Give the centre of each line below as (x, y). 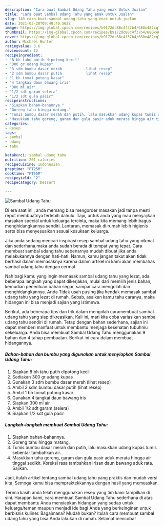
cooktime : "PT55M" (24, 174)
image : (12, 28)
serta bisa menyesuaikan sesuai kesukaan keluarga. (57, 231)
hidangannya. (19, 343)
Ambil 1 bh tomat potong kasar (43, 392)
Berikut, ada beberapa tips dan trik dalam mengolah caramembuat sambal (80, 312)
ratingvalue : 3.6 (23, 46)
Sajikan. (20, 468)
